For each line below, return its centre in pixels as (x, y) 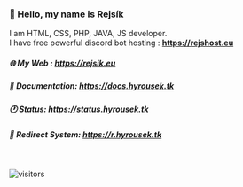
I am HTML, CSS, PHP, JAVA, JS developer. (88, 34)
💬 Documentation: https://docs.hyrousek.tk (92, 86)
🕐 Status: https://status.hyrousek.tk (79, 109)
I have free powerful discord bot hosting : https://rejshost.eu (121, 43)
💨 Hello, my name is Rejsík (67, 14)
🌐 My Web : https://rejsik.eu (63, 63)
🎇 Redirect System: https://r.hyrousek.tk (86, 135)
